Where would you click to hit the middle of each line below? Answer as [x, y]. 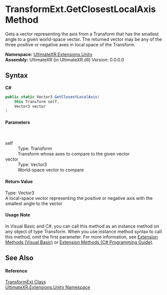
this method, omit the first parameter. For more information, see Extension [81, 237]
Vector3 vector [30, 106]
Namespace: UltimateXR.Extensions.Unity [49, 54]
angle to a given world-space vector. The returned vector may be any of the [83, 39]
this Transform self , [37, 102]
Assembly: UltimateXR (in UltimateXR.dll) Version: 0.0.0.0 [65, 59]
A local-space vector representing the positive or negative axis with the [79, 198]
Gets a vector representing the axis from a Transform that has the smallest [82, 34]
